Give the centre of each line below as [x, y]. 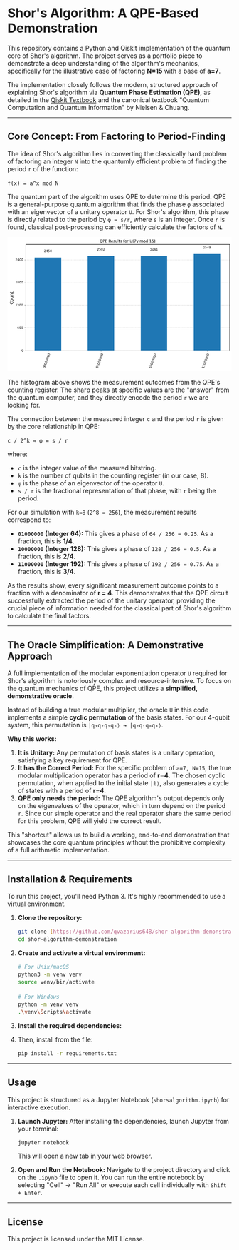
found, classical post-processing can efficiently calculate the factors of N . [115, 227]
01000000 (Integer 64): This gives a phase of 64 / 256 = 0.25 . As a [116, 534]
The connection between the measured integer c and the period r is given [116, 419]
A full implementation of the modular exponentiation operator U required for [117, 673]
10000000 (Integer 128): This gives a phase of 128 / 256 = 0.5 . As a [117, 549]
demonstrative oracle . [41, 696]
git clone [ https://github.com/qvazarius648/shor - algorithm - [110, 932]
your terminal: [38, 1129]
